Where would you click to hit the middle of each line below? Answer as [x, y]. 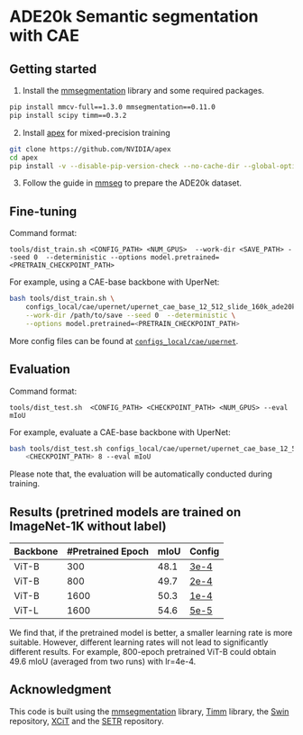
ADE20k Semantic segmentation [134, 17]
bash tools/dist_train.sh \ [62, 299]
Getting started [53, 69]
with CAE [44, 36]
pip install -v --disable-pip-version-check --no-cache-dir [125, 166]
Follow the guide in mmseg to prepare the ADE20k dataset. [132, 183]
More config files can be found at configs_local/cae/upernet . [124, 340]
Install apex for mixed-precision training [96, 132]
